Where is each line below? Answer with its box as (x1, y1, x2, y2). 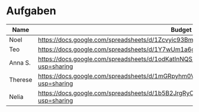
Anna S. (9, 58, 31, 66)
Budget (171, 25, 192, 34)
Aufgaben (6, 4, 56, 18)
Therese (9, 75, 33, 84)
